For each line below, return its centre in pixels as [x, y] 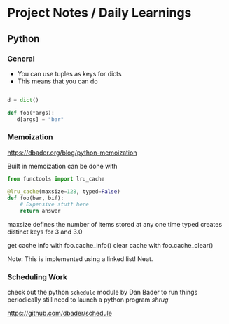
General [21, 59]
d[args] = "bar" [40, 119]
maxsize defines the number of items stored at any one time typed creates [115, 225]
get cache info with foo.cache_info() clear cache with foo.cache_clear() [110, 246]
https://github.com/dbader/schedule [60, 314]
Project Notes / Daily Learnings [99, 13]
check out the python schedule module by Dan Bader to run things [103, 293]
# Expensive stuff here [55, 204]
